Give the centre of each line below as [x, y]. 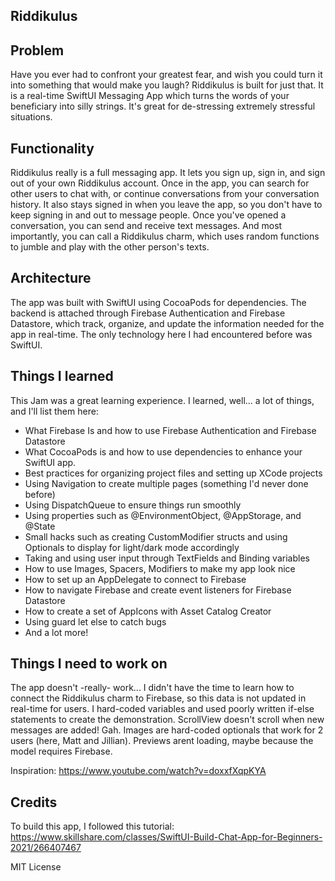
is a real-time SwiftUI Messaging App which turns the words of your [150, 96]
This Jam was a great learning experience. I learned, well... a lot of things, [162, 400]
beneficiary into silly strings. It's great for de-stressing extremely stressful [163, 106]
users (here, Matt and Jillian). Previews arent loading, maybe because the [162, 741]
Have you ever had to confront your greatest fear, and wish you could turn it [166, 75]
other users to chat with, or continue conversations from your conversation [165, 194]
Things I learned [62, 376]
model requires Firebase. [61, 751]
